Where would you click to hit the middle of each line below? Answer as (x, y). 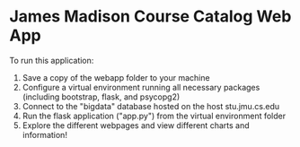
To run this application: (52, 60)
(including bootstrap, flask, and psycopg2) (101, 97)
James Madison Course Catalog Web (150, 17)
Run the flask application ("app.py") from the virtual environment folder (154, 116)
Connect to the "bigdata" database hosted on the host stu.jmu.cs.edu (151, 106)
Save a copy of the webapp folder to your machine (116, 77)
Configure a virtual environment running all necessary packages (141, 87)
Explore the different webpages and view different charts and (136, 125)
